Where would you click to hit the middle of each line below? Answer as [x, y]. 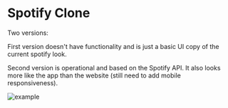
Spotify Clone [49, 13]
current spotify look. [37, 54]
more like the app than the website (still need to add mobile [94, 75]
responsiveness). [33, 82]
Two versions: [28, 33]
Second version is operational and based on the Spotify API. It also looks [114, 67]
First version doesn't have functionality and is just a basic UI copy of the [113, 46]
